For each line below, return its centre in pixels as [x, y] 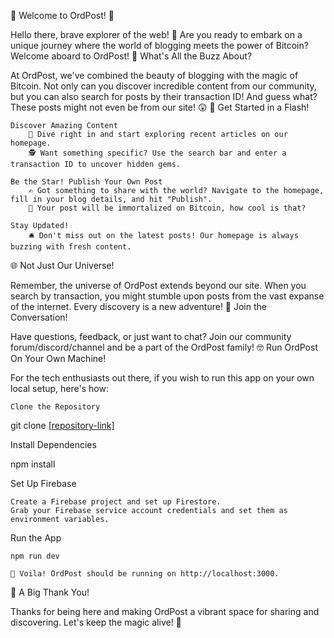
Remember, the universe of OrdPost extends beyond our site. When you [158, 285]
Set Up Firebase [43, 483]
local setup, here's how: [59, 388]
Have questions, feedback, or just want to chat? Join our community [151, 336]
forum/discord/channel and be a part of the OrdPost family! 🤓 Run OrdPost [164, 347]
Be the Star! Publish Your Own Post [86, 182]
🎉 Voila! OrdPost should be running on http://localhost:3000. [145, 574]
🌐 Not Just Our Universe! [62, 265]
